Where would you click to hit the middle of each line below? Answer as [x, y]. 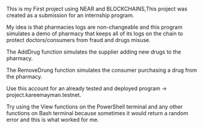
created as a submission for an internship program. [71, 15]
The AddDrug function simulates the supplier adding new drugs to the [94, 52]
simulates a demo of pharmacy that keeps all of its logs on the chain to [95, 34]
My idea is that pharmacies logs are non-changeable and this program [95, 27]
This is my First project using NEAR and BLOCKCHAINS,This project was [97, 9]
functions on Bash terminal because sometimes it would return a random [97, 113]
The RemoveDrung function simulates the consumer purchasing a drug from [102, 70]
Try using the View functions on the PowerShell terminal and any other [95, 107]
